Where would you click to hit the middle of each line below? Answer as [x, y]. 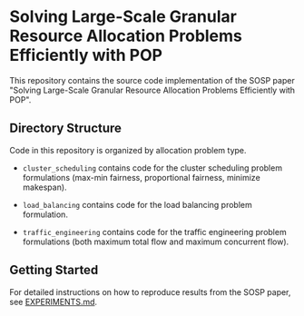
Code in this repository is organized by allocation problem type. [128, 150]
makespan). [44, 187]
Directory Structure [66, 128]
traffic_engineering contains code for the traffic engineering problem [155, 232]
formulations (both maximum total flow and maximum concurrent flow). [156, 242]
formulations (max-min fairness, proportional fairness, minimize [141, 177]
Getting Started [54, 270]
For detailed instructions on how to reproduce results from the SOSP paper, [150, 291]
